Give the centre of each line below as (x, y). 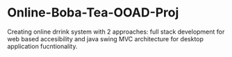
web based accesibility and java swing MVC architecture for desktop (105, 38)
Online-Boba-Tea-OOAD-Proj (93, 13)
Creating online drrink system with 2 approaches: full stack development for (116, 32)
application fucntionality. (42, 46)
